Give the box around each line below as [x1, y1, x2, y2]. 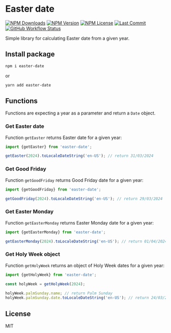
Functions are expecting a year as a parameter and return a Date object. [5, 110, 156, 116]
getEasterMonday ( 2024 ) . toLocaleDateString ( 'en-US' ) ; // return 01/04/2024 [5, 239, 167, 244]
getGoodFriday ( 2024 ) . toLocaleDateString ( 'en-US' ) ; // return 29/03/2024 [5, 196, 163, 201]
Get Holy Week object [5, 251, 60, 258]
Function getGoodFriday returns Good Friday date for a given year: [5, 177, 144, 183]
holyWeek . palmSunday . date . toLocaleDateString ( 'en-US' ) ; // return [5, 295, 149, 300]
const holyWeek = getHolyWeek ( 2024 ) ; [5, 281, 85, 287]
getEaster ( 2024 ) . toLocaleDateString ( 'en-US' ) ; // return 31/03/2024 [5, 153, 154, 158]
